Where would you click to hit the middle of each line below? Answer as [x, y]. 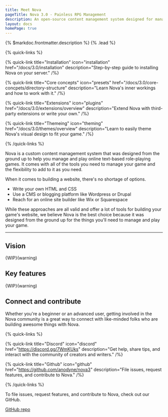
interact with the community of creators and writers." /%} [64, 354]
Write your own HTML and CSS [44, 189]
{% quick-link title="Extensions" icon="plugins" [54, 103]
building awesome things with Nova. [42, 324]
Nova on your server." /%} [32, 73]
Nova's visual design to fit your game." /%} [49, 134]
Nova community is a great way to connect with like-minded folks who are [82, 319]
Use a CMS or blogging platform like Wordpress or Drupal [72, 194]
